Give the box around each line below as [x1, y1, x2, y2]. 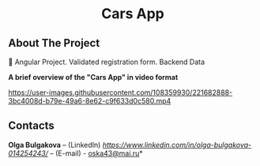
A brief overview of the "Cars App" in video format [8, 73, 179, 81]
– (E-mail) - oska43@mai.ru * [50, 148, 144, 158]
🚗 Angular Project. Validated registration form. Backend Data [8, 57, 205, 66]
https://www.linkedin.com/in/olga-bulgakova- [102, 140, 252, 149]
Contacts [8, 119, 55, 133]
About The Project [8, 36, 100, 50]
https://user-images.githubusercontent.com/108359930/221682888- [8, 88, 233, 97]
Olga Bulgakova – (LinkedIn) [8, 140, 101, 149]
